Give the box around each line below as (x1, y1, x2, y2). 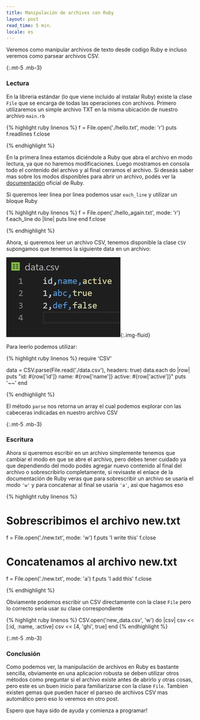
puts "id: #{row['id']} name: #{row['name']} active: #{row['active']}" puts (6, 372, 186, 380)
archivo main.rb (6, 112, 45, 119)
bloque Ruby (6, 197, 38, 204)
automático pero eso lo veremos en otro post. (6, 695, 119, 703)
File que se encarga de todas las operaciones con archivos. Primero (6, 99, 177, 107)
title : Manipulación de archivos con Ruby (6, 10, 114, 16)
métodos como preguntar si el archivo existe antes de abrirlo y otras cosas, (6, 676, 193, 683)
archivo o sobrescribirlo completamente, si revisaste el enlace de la (6, 468, 173, 475)
